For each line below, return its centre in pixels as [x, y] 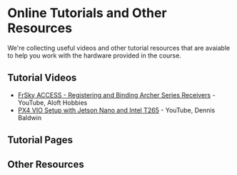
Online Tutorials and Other [87, 13]
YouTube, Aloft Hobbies [52, 102]
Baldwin [29, 117]
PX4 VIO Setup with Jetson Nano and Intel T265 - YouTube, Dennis [116, 110]
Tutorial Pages [40, 140]
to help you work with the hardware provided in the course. [95, 55]
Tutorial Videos [42, 78]
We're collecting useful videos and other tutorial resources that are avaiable [119, 48]
